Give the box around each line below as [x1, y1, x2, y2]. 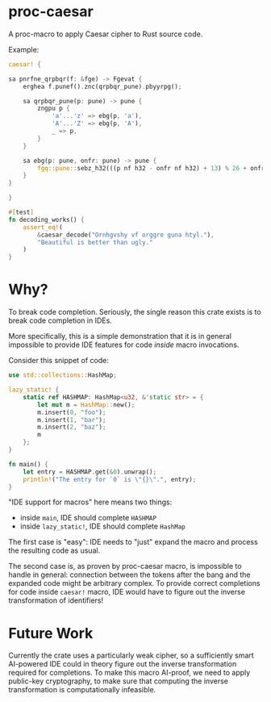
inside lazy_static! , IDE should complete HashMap [19, 521, 186, 531]
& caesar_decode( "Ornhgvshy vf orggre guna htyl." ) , [37, 231, 215, 239]
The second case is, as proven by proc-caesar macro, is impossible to [8, 562, 242, 571]
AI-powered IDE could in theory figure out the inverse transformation [8, 659, 237, 669]
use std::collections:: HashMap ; [8, 371, 117, 379]
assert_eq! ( [23, 223, 63, 232]
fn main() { [8, 460, 48, 468]
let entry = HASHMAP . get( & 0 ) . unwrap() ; [23, 467, 157, 476]
